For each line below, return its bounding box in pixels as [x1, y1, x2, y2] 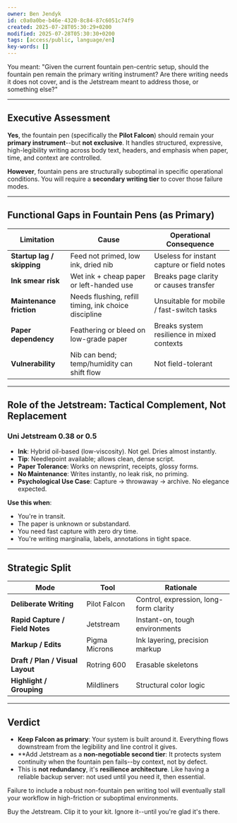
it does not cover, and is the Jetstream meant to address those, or [7, 78, 199, 85]
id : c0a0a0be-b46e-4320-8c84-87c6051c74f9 [7, 17, 134, 24]
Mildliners [86, 680, 119, 690]
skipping [11, 259, 41, 269]
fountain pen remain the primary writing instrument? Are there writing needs [7, 70, 229, 78]
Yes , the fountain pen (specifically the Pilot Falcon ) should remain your [7, 131, 214, 139]
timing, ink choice [70, 300, 129, 310]
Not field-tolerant [154, 358, 213, 368]
